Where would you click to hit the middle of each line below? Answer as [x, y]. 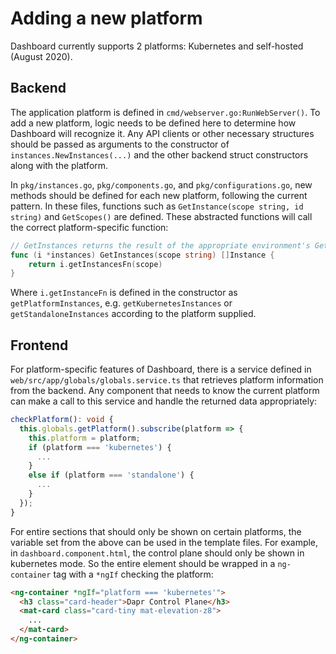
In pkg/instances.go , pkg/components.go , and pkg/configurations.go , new [161, 184]
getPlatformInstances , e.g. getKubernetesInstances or [121, 303]
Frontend [39, 345]
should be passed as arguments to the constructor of [120, 144]
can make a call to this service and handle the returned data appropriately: [164, 401]
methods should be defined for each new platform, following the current [159, 195]
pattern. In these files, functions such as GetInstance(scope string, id [157, 206]
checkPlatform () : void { [62, 420]
